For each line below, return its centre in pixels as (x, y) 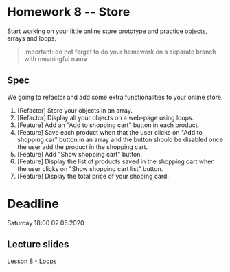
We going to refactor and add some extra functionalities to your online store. (115, 97)
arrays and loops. (32, 38)
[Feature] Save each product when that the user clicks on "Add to (110, 132)
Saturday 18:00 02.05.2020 (46, 223)
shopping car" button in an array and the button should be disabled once (120, 139)
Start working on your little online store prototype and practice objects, (107, 31)
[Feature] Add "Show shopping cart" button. (80, 154)
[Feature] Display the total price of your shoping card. (93, 176)
